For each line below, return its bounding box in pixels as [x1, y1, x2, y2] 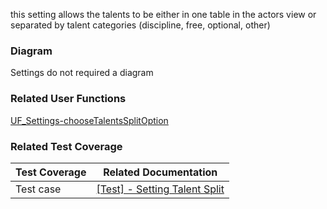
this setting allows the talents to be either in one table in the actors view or [10, 9, 317, 20]
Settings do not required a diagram [10, 67, 154, 79]
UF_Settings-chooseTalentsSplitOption [10, 114, 169, 126]
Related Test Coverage [10, 139, 123, 153]
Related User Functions [10, 92, 127, 106]
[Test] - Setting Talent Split [96, 182, 225, 196]
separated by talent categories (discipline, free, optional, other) [10, 19, 271, 31]
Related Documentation [103, 165, 218, 179]
